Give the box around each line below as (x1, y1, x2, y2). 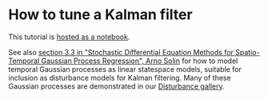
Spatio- (235, 47, 260, 57)
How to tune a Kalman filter (8, 6, 194, 24)
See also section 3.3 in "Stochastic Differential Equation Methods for (8, 47, 234, 57)
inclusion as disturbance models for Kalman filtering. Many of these (8, 73, 231, 82)
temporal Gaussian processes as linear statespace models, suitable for (8, 64, 242, 73)
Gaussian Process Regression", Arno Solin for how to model (41, 56, 238, 65)
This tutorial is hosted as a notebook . (8, 32, 130, 42)
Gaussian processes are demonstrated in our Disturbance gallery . (8, 81, 225, 91)
